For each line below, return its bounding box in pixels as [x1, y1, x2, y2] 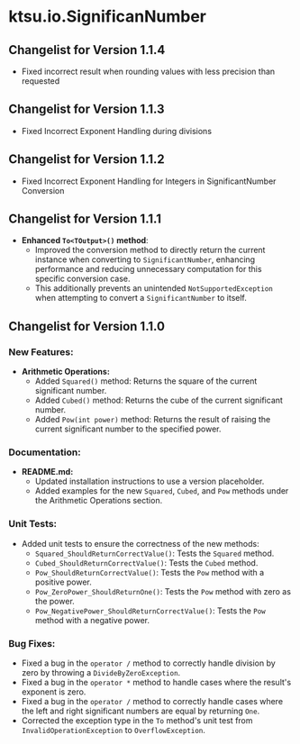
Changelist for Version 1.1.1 [8, 212, 162, 227]
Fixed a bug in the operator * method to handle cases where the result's [21, 677, 292, 688]
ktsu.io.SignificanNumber [8, 6, 206, 27]
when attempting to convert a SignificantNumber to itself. [34, 293, 247, 304]
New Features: [8, 345, 74, 358]
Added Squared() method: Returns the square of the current [34, 376, 258, 386]
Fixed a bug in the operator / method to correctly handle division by [21, 658, 276, 668]
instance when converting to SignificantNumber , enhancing [34, 254, 256, 265]
